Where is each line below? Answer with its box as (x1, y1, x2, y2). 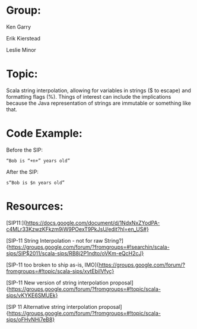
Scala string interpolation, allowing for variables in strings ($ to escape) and (6, 87, 192, 94)
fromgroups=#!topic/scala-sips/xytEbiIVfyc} (6, 267, 115, 274)
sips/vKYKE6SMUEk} (6, 292, 58, 299)
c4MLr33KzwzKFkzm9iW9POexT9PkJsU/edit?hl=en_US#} (6, 225, 150, 233)
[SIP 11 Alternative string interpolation (6, 303, 98, 310)
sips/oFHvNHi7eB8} (6, 316, 55, 323)
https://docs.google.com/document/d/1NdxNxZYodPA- (26, 219, 160, 226)
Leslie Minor (6, 46, 37, 54)
